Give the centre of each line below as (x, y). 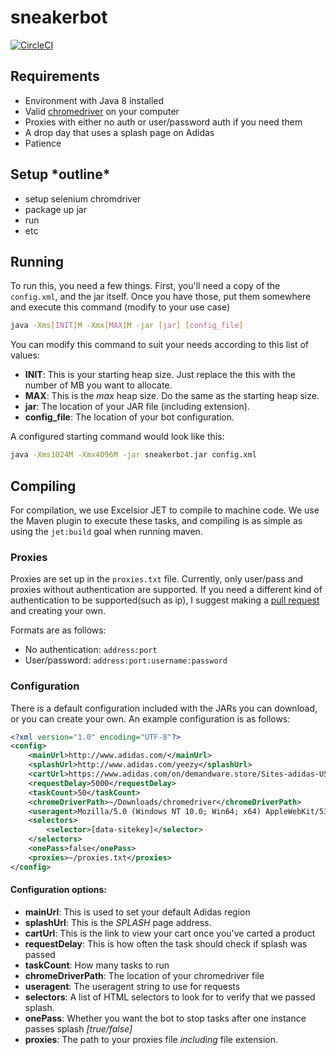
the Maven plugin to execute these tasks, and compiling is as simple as (156, 520)
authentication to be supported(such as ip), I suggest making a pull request (165, 600)
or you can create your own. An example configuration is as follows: (150, 718)
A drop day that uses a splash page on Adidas (119, 132)
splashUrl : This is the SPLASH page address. (118, 922)
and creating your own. (58, 611)
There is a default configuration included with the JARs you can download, (164, 708)
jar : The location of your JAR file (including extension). (137, 407)
